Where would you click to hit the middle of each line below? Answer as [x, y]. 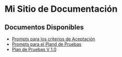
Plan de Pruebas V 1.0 [34, 49]
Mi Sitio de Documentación [61, 9]
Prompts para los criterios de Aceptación [54, 39]
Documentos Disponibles [44, 27]
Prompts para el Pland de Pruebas [47, 44]
